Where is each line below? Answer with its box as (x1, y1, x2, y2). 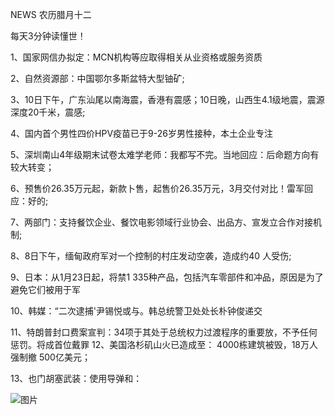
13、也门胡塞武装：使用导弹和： (10, 373, 143, 384)
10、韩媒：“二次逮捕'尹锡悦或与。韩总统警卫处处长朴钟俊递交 (10, 305, 263, 317)
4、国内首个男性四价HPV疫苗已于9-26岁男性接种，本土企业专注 (10, 128, 273, 139)
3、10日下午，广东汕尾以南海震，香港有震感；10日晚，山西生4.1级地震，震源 (10, 94, 325, 105)
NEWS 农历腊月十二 (10, 9, 92, 20)
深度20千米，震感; (10, 106, 86, 118)
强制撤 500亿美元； (10, 351, 91, 363)
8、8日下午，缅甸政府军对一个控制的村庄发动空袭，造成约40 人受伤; (10, 250, 292, 262)
